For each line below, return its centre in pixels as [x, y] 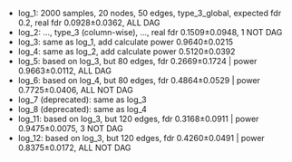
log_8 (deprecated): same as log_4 [83, 109]
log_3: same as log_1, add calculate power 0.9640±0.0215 [126, 42]
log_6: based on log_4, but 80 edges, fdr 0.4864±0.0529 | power [139, 80]
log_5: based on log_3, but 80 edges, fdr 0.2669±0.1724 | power [137, 61]
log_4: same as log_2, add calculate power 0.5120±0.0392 [127, 52]
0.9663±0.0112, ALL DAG [64, 71]
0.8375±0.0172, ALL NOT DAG [74, 148]
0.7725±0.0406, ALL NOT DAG [75, 90]
